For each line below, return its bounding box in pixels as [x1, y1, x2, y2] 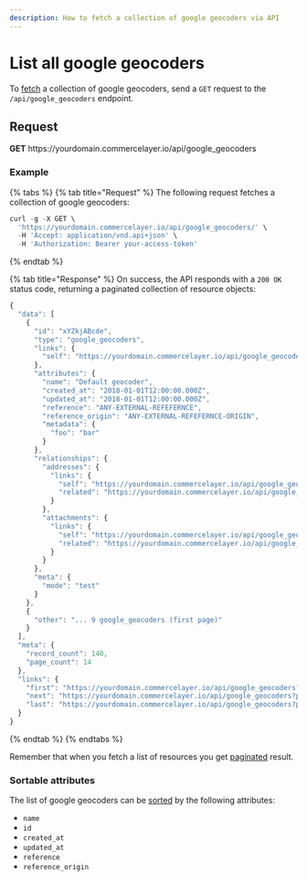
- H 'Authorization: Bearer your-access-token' [17, 239, 198, 249]
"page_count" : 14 [26, 657, 92, 666]
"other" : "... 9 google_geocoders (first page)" [33, 615, 223, 624]
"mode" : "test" [42, 582, 101, 591]
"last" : [26, 700, 55, 709]
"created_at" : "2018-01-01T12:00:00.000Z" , [42, 385, 210, 395]
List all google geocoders [9, 52, 206, 73]
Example [9, 166, 49, 179]
